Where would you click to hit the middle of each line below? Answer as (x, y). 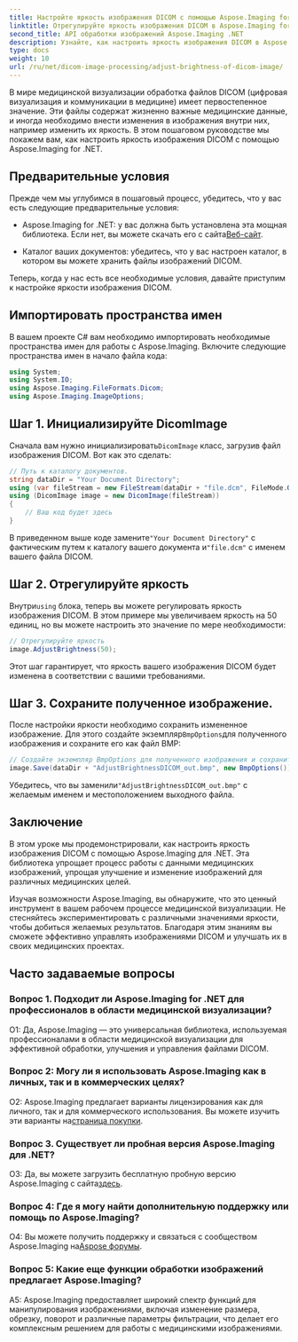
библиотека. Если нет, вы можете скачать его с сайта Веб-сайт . (142, 234)
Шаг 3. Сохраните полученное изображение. (141, 703)
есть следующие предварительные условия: (94, 207)
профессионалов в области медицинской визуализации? (141, 1010)
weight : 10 (29, 59)
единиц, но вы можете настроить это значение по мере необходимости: (148, 624)
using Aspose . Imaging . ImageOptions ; (77, 397)
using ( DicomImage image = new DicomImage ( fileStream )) (114, 496)
